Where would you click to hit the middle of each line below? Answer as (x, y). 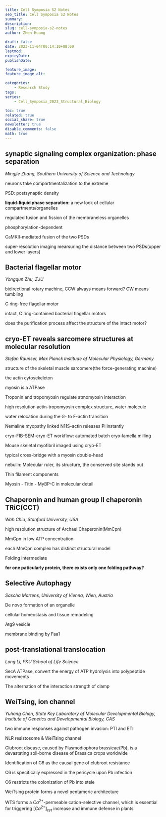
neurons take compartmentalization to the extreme (57, 183)
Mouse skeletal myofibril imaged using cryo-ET (53, 446)
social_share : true (25, 120)
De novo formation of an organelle (40, 605)
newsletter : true (23, 124)
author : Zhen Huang (25, 33)
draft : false (19, 42)
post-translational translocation (55, 649)
